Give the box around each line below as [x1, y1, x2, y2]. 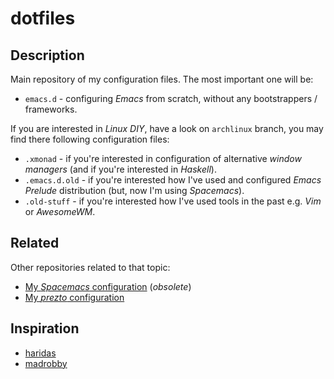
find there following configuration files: [10, 133, 170, 145]
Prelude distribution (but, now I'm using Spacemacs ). [24, 185, 245, 196]
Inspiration [10, 320, 80, 337]
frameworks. [24, 103, 78, 115]
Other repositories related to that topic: [10, 261, 171, 273]
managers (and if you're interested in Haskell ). [24, 163, 217, 175]
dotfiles [10, 7, 76, 30]
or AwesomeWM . [24, 206, 96, 217]
